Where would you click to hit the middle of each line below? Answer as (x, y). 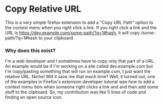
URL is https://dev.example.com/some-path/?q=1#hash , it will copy (72, 33)
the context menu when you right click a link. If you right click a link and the (81, 27)
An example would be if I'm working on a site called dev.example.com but (79, 66)
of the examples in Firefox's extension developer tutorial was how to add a (80, 82)
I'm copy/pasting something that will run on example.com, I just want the (78, 71)
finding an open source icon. (34, 97)
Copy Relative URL (43, 9)
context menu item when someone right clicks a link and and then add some (82, 87)
